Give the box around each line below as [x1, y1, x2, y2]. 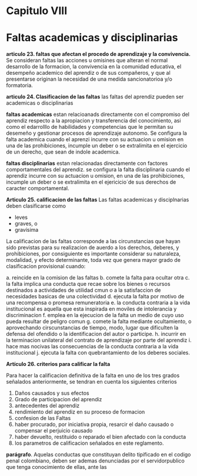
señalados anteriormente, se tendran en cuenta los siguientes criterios [6, 378, 178, 385]
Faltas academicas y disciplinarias [6, 31, 178, 45]
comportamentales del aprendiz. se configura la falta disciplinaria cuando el [6, 166, 190, 173]
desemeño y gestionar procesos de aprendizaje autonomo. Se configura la [6, 129, 187, 137]
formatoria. [6, 82, 34, 89]
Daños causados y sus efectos [14, 390, 89, 397]
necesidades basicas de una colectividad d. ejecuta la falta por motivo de [6, 293, 185, 300]
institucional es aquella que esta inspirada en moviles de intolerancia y [6, 305, 177, 312]
